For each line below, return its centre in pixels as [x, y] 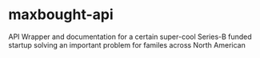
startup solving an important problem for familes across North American [127, 44]
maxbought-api [61, 15]
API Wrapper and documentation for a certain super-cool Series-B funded [130, 37]
